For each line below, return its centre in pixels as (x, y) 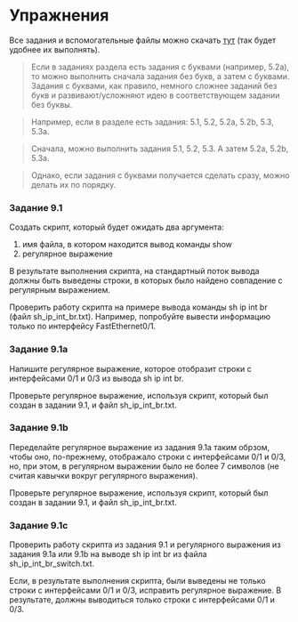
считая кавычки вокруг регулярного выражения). (104, 475)
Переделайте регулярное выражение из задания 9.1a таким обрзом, (140, 447)
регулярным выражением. (60, 290)
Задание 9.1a (39, 350)
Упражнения (59, 16)
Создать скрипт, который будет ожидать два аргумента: (117, 227)
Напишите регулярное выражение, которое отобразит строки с (130, 368)
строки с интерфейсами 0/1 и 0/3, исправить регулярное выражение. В (145, 590)
